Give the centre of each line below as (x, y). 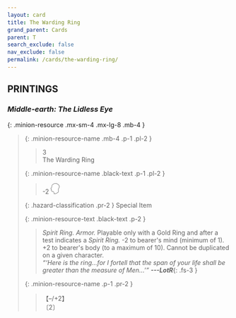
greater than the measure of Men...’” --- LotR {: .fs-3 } (120, 270)
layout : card (26, 15)
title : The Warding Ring (44, 22)
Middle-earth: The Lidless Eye (60, 110)
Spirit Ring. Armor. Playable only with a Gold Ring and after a (130, 232)
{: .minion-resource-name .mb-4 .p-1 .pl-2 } (88, 139)
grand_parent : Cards (38, 30)
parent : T (22, 37)
